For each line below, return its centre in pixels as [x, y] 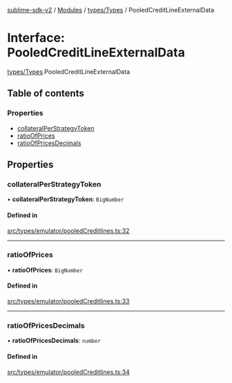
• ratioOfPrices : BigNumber [45, 270]
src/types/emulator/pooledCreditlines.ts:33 [68, 301]
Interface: [36, 38]
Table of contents [46, 94]
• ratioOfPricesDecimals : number [54, 341]
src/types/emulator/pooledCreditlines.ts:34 [68, 372]
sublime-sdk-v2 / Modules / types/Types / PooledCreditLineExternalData [111, 10]
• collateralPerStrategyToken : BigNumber [66, 199]
